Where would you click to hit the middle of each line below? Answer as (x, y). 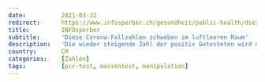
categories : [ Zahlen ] (49, 59)
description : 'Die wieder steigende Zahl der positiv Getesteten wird (130, 45)
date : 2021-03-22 (52, 15)
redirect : (24, 23)
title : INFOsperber (54, 30)
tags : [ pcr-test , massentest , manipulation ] (99, 66)
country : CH (38, 52)
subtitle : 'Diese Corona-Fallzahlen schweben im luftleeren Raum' (128, 37)
